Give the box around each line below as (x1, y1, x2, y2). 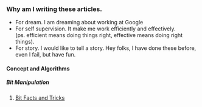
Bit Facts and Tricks (15, 94, 65, 102)
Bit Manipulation (6, 78, 50, 86)
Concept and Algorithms (6, 64, 70, 72)
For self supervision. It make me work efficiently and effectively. (15, 25, 176, 32)
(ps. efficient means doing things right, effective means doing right (15, 32, 183, 39)
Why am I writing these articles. (6, 5, 102, 13)
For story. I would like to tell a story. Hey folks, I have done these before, (15, 44, 197, 52)
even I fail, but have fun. (15, 51, 76, 58)
